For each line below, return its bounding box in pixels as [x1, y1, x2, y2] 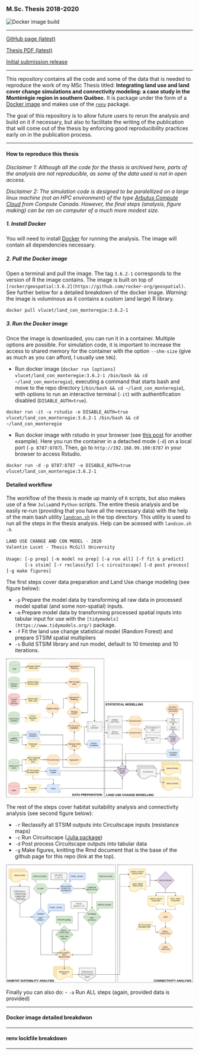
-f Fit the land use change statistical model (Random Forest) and [14, 627, 173, 634]
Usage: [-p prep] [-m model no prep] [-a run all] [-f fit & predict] [6, 556, 184, 562]
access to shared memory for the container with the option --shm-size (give [6, 348, 191, 355]
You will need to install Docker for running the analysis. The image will [6, 235, 177, 242]
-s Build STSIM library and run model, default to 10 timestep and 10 [14, 640, 179, 647]
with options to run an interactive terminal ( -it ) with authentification [14, 391, 181, 398]
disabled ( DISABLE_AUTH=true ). [14, 397, 88, 404]
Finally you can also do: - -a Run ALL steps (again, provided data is [6, 988, 170, 996]
